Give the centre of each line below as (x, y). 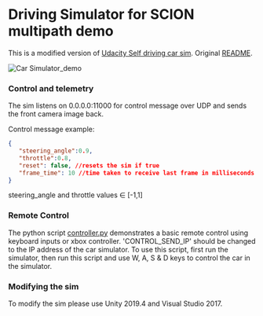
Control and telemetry (51, 88)
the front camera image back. (56, 114)
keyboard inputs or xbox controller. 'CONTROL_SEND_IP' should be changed (132, 241)
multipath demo (61, 31)
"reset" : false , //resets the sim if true (89, 165)
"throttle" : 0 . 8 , (45, 158)
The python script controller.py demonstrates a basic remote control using (128, 233)
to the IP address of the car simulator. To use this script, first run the (119, 249)
